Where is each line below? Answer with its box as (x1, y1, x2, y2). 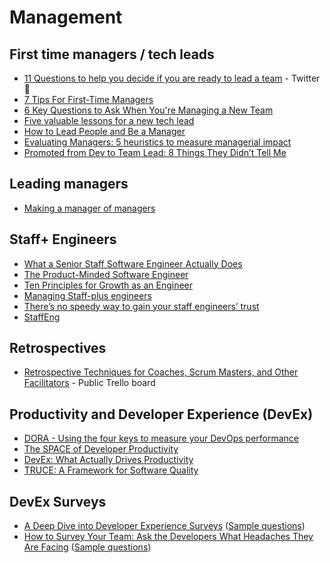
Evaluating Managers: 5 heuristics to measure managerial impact (23, 136, 292, 148)
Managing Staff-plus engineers (23, 289, 152, 301)
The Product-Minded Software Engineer (23, 268, 189, 280)
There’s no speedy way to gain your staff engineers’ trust (23, 300, 260, 312)
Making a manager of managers (23, 202, 156, 214)
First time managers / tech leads (9, 46, 215, 63)
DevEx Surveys (9, 493, 107, 510)
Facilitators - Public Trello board (23, 377, 156, 389)
